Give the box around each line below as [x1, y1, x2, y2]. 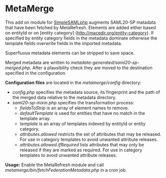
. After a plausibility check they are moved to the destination [30, 65, 153, 71]
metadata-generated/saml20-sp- [71, 59, 140, 65]
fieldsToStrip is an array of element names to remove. [19, 105, 129, 111]
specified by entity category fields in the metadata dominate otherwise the [5, 35, 158, 41]
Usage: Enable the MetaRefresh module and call [5, 162, 104, 168]
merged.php [5, 65, 31, 71]
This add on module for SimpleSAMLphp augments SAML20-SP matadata [5, 19, 156, 25]
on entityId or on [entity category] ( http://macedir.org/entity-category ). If [5, 30, 154, 36]
